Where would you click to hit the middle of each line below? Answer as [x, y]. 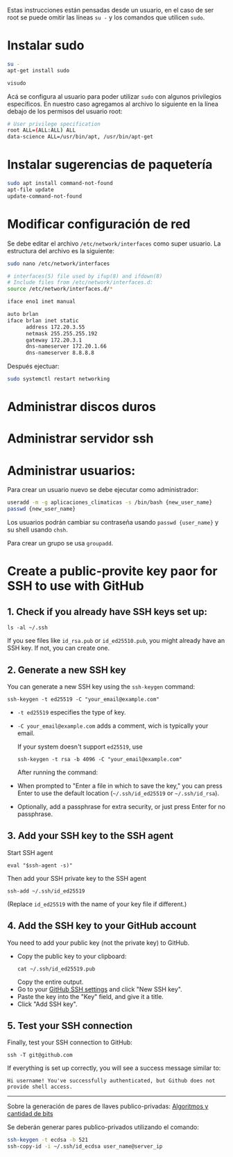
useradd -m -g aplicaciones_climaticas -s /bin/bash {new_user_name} [110, 503]
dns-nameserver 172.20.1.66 [66, 346]
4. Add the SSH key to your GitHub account [102, 926]
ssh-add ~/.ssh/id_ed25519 [46, 891]
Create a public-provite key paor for [112, 572]
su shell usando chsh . [37, 530]
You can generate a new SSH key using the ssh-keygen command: [101, 686]
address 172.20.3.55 [55, 327]
